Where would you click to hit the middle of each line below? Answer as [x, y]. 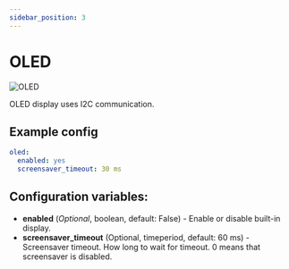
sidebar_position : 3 [48, 17]
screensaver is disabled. [67, 256]
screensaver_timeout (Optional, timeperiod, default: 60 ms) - [136, 237]
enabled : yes [42, 161]
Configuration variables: [79, 197]
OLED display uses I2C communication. [82, 104]
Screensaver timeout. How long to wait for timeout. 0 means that [141, 247]
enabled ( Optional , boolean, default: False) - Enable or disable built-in [151, 218]
